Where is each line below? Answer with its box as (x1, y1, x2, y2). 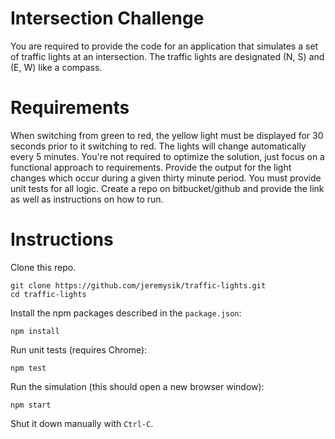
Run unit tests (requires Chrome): (10, 343, 148, 356)
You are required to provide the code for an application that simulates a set (10, 40, 319, 52)
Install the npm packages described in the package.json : (10, 307, 242, 319)
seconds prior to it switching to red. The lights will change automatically (10, 140, 307, 152)
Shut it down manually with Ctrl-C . (10, 417, 154, 429)
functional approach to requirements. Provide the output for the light (10, 161, 292, 173)
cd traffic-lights (10, 289, 87, 299)
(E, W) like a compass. (10, 61, 103, 73)
